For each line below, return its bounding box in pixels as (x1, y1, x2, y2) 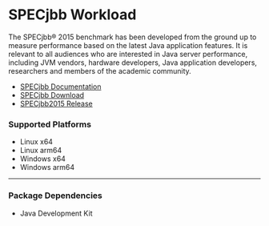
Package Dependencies (8, 190, 102, 201)
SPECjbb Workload (8, 6, 137, 24)
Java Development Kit (19, 208, 93, 218)
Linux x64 (19, 137, 54, 147)
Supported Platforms (8, 119, 92, 130)
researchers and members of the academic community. (8, 66, 192, 75)
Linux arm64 (19, 146, 62, 155)
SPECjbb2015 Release (19, 99, 94, 108)
